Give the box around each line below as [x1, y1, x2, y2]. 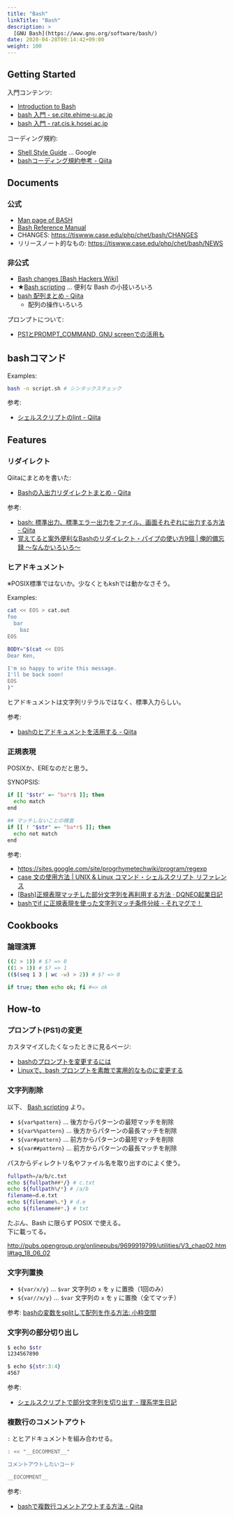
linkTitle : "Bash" [7, 17, 61, 24]
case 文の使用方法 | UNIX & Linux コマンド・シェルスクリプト [17, 873, 195, 881]
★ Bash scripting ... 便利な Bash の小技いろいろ [17, 283, 154, 291]
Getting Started [7, 69, 76, 80]
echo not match [13, 830, 58, 837]
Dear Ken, [7, 652, 36, 659]
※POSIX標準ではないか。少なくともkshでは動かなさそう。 [7, 579, 175, 588]
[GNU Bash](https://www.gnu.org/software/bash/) [13, 29, 158, 37]
